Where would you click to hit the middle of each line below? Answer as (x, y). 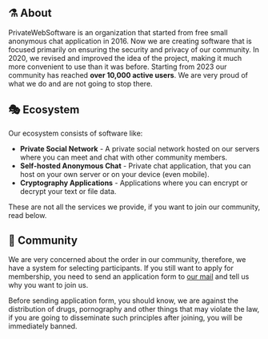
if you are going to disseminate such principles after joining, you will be (125, 318)
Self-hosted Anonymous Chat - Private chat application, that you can (135, 165)
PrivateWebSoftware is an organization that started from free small (118, 32)
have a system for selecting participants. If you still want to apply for (121, 268)
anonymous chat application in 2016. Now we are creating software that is (130, 41)
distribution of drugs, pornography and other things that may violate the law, (134, 309)
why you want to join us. (48, 285)
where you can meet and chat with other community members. (124, 157)
